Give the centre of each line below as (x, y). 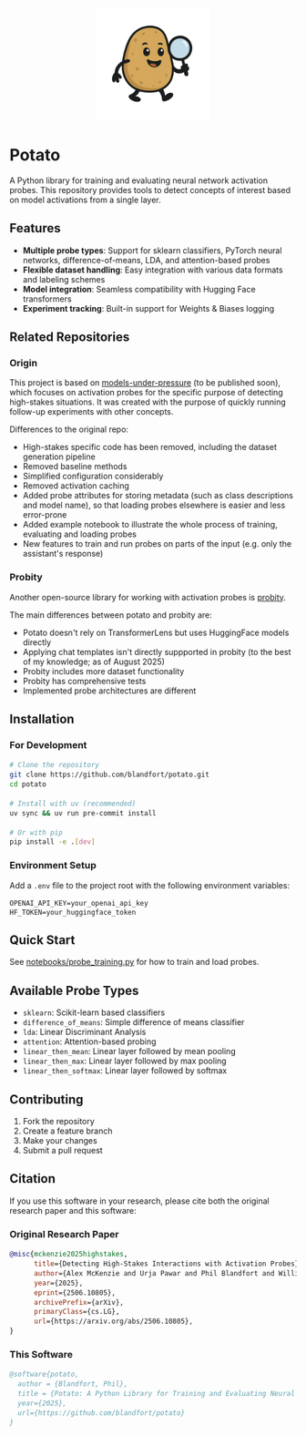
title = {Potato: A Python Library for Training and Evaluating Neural (157, 1394)
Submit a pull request (62, 1151)
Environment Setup (53, 866)
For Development (48, 745)
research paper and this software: (73, 1210)
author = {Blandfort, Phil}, (73, 1384)
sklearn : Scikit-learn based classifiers (94, 1012)
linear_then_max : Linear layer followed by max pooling (124, 1061)
